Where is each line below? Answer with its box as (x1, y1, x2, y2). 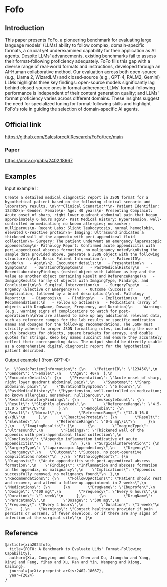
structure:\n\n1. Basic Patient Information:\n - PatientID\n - (5, 256, 151, 261)
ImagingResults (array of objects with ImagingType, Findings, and (5, 278, 149, 283)
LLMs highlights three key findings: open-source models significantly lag (5, 79, 155, 85)
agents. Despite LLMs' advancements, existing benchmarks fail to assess (5, 53, 156, 59)
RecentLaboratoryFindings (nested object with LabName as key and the (5, 269, 155, 274)
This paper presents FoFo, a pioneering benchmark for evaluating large (5, 37, 152, 43)
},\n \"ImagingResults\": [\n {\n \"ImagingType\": (5, 423, 149, 428)
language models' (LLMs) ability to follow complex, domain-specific (5, 42, 145, 48)
